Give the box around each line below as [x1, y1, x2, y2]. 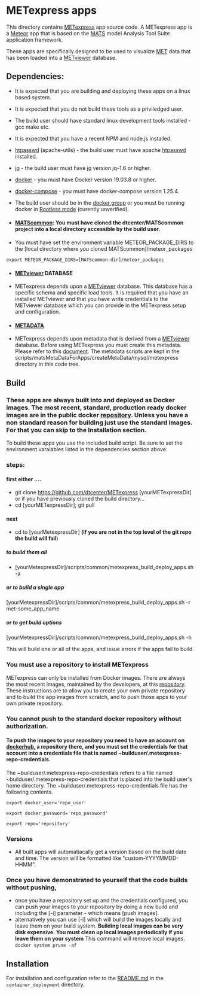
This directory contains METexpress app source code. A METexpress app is [6, 23, 193, 31]
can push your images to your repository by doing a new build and [14, 903, 179, 910]
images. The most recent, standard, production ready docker [6, 403, 187, 412]
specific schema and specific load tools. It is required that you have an [14, 289, 189, 296]
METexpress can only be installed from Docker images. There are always [6, 674, 186, 681]
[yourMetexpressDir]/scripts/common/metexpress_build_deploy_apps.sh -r [6, 599, 191, 606]
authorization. [6, 722, 49, 730]
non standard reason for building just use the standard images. [6, 418, 193, 427]
